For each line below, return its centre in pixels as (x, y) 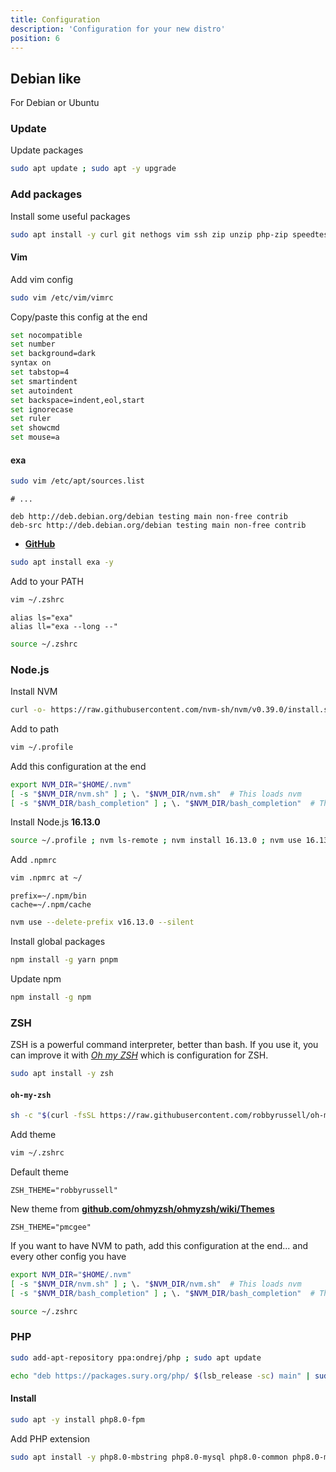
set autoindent (42, 391)
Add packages (46, 194)
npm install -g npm (51, 997)
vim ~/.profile (42, 747)
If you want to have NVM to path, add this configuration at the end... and (159, 1245)
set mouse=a (35, 437)
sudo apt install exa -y (62, 562)
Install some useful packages (70, 216)
